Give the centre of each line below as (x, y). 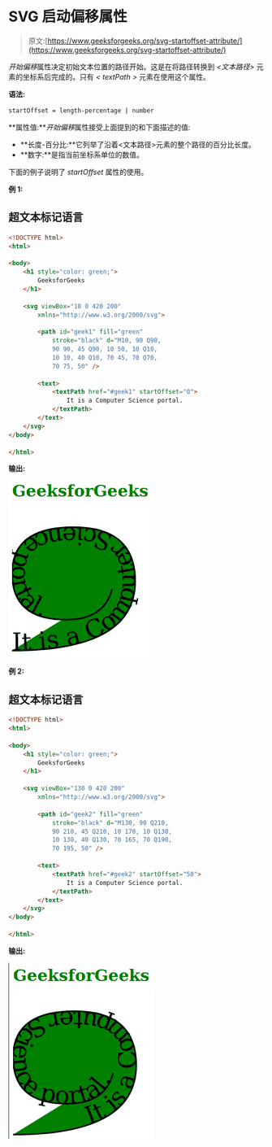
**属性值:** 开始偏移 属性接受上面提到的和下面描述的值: (99, 127)
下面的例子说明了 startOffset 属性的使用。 (78, 172)
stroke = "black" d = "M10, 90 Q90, (106, 341)
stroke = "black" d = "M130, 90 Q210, (110, 822)
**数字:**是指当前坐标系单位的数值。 (82, 155)
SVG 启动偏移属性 (68, 17)
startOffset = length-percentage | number (81, 111)
